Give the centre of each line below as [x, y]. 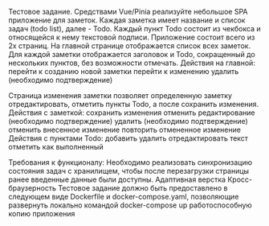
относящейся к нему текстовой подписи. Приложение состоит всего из [132, 37]
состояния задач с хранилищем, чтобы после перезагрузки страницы [129, 171]
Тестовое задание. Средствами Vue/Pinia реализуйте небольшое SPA [128, 12]
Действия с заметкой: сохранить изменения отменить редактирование [132, 113]
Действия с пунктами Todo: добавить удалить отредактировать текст [128, 138]
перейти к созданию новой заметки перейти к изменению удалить [124, 71]
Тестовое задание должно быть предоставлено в [143, 188]
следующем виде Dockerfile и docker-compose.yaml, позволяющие [124, 197]
